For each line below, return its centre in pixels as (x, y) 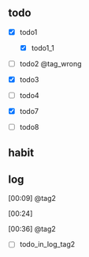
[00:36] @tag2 (32, 229)
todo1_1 (43, 47)
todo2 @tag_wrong (50, 63)
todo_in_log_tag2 (47, 244)
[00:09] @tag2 (32, 198)
